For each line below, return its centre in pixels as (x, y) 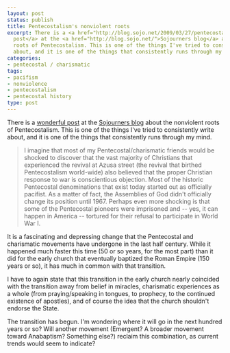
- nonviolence (27, 84)
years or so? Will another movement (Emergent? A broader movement (105, 329)
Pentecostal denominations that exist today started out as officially (118, 187)
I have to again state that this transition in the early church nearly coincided (113, 279)
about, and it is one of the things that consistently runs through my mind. (110, 137)
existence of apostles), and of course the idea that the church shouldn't (108, 301)
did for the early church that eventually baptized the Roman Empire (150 (108, 258)
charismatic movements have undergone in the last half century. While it (109, 244)
